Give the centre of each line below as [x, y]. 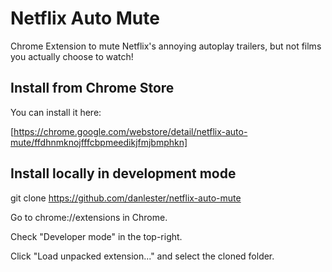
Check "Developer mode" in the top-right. [96, 236]
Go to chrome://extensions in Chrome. [89, 217]
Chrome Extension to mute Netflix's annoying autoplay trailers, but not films [166, 46]
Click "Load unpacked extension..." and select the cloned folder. [142, 256]
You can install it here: [56, 112]
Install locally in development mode [123, 173]
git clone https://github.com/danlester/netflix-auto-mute [126, 198]
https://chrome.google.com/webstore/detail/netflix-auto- [130, 131]
